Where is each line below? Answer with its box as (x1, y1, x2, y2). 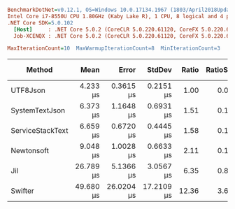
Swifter (10, 186, 35, 196)
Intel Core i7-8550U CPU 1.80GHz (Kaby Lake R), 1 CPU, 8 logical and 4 (7, 13, 224, 20)
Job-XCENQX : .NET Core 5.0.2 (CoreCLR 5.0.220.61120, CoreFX (13, 32, 199, 39)
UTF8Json (10, 85, 45, 95)
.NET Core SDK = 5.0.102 (7, 19, 73, 27)
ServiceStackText (10, 126, 69, 136)
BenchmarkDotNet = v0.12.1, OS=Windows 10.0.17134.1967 (7, 6, 168, 13)
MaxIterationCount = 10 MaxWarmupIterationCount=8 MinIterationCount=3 (7, 45, 220, 52)
